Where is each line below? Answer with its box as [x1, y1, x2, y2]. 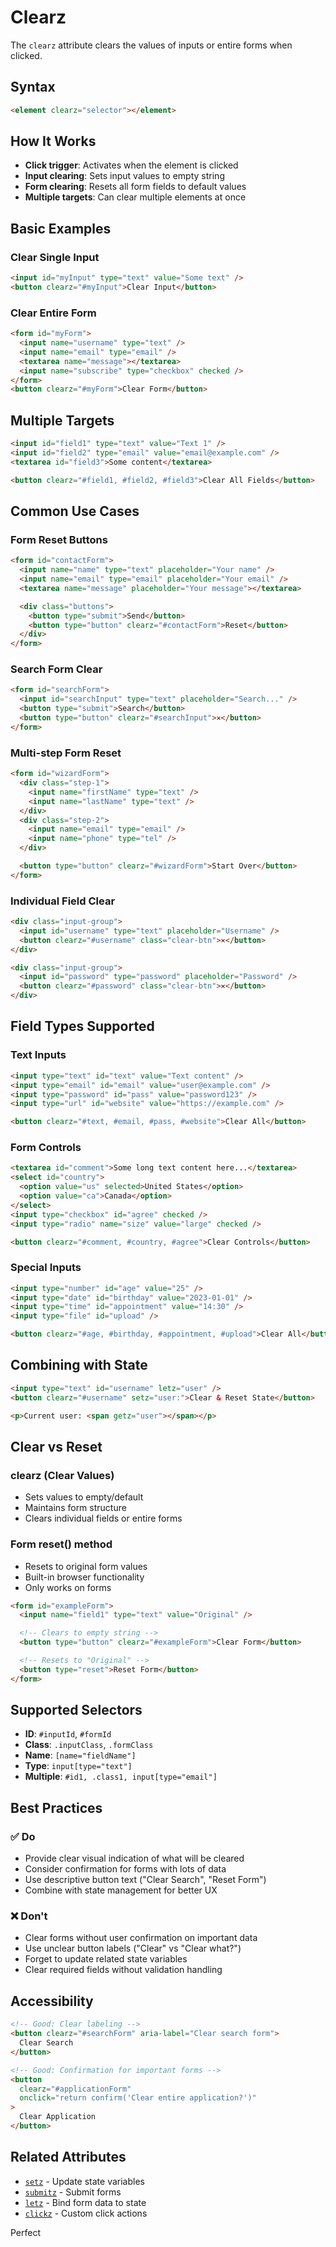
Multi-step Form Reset [10, 746, 122, 760]
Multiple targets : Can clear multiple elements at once [24, 191, 247, 203]
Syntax [10, 79, 56, 96]
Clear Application [19, 2112, 97, 2122]
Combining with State [10, 1357, 148, 1374]
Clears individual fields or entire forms [24, 1512, 183, 1525]
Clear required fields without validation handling [24, 1964, 223, 1976]
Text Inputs [10, 1048, 67, 1062]
